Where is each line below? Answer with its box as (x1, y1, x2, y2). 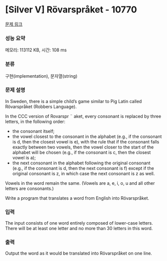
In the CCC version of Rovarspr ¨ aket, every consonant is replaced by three (5, 113, 162, 119)
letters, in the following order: (5, 119, 66, 125)
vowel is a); (12, 154, 36, 160)
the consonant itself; (12, 128, 55, 134)
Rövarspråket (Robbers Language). (5, 104, 77, 110)
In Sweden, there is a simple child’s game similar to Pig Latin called (5, 98, 142, 104)
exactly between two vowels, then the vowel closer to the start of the (12, 144, 154, 150)
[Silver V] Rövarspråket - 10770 (5, 4, 137, 15)
